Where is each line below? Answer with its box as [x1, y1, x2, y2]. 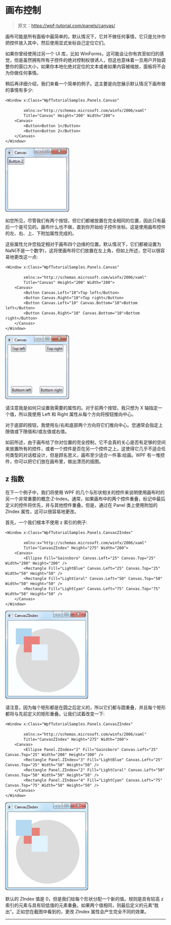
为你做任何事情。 [5, 69, 41, 76]
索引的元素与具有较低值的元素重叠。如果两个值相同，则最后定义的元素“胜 [5, 902, 159, 908]
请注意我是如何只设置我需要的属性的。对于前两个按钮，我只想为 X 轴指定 [5, 404, 158, 411]
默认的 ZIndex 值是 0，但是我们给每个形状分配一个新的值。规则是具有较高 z [5, 895, 164, 902]
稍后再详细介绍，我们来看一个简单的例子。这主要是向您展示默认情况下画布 [5, 80, 161, 87]
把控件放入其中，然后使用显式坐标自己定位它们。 [5, 39, 108, 46]
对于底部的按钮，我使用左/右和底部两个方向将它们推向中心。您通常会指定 [5, 422, 159, 428]
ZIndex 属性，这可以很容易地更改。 [5, 508, 79, 515]
